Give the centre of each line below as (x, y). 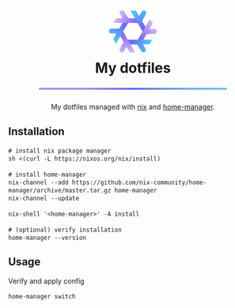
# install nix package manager (60, 151)
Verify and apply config (46, 281)
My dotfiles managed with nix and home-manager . (133, 107)
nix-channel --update (44, 198)
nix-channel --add (38, 182)
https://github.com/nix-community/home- (139, 182)
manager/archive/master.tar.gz (60, 190)
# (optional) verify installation (65, 230)
